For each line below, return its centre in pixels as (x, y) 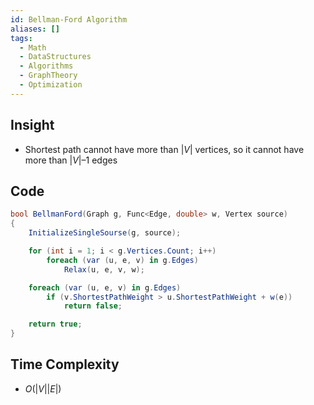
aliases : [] (35, 29)
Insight (32, 125)
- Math (33, 47)
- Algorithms (46, 66)
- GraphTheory (48, 76)
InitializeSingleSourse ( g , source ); (105, 233)
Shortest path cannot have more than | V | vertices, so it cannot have (164, 149)
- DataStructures (55, 57)
